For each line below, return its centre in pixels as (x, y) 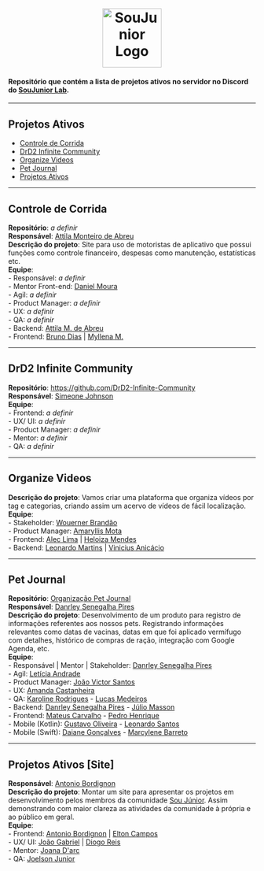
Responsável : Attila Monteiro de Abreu (71, 236)
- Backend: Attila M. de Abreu (56, 328)
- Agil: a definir (33, 295)
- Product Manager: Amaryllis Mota (65, 531)
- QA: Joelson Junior (42, 859)
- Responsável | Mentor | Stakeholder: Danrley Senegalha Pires (110, 665)
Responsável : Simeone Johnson (61, 396)
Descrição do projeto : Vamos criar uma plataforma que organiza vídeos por (131, 497)
